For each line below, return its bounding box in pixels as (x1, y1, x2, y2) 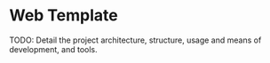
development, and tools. (9, 43, 98, 54)
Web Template (9, 5, 118, 26)
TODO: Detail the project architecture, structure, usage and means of (9, 35, 262, 45)
